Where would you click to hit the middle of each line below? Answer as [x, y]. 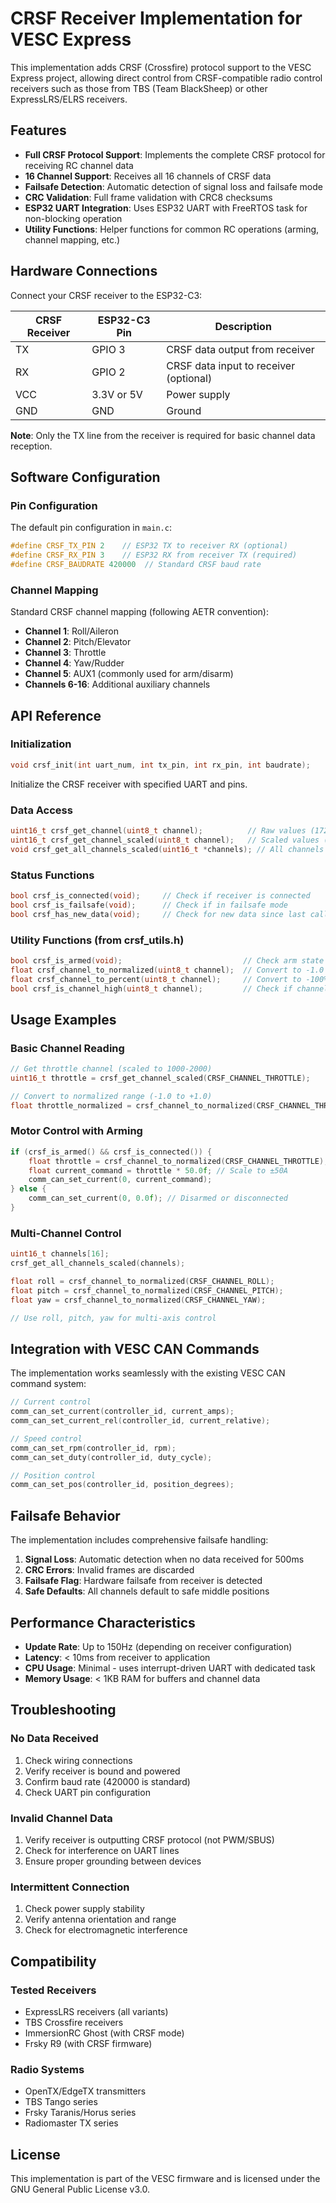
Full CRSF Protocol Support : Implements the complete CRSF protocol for [175, 154]
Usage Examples [63, 1019]
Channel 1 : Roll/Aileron [71, 631]
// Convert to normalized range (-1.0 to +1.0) [111, 1096]
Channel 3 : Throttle [65, 653]
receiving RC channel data [79, 165]
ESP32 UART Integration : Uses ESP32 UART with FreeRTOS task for [166, 208]
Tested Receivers [53, 1990]
